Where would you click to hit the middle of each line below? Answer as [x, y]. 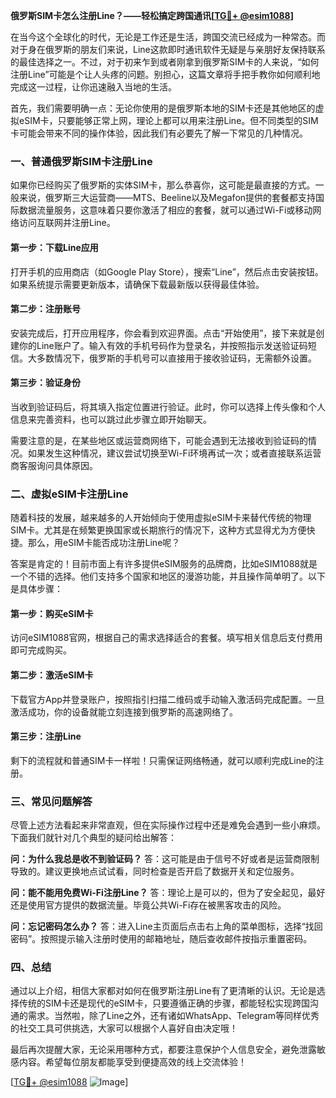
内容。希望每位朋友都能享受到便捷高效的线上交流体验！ [132, 1062]
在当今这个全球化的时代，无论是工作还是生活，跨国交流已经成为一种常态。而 [168, 37]
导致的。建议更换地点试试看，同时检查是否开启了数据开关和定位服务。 [155, 871]
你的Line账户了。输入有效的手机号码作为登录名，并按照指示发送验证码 [163, 345]
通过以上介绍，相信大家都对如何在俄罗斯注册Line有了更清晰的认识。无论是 [163, 991]
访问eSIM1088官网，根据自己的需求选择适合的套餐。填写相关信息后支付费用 [166, 638]
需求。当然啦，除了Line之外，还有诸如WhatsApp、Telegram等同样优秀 [173, 1016]
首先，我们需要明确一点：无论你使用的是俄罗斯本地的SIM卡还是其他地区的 [163, 108]
